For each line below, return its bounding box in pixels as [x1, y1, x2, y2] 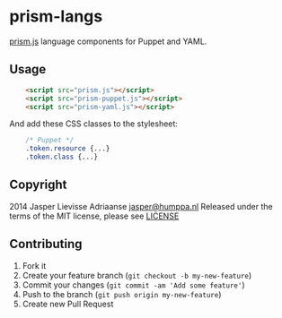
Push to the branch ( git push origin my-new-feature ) [22, 288, 222, 299]
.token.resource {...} [25, 144, 110, 153]
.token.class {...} [25, 152, 99, 162]
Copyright [9, 177, 67, 193]
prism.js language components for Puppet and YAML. [9, 36, 207, 47]
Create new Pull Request [22, 298, 114, 309]
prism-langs [9, 6, 103, 27]
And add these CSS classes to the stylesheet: [9, 118, 178, 129]
